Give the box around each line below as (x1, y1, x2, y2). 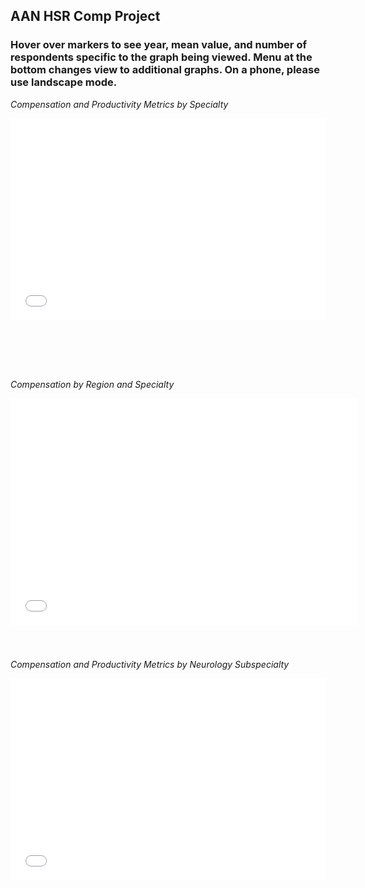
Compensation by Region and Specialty (10, 378, 175, 390)
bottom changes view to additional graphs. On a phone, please (10, 63, 320, 77)
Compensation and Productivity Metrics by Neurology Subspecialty (10, 659, 290, 671)
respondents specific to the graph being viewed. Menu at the (10, 50, 313, 64)
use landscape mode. (10, 75, 118, 89)
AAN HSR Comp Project (10, 8, 161, 25)
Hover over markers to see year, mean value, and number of (10, 38, 307, 52)
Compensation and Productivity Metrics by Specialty (10, 98, 229, 110)
